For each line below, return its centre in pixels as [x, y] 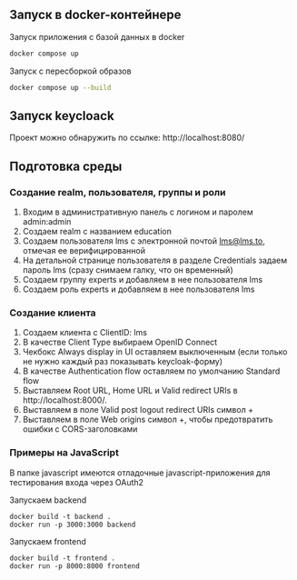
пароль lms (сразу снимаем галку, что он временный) [128, 270]
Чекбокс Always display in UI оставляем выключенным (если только [155, 352]
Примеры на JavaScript [64, 453]
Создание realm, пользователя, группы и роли [118, 192]
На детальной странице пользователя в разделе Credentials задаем [155, 260]
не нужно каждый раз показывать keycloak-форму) [123, 362]
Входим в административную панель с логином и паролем [138, 212]
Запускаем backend [48, 500]
